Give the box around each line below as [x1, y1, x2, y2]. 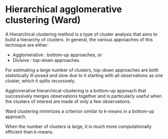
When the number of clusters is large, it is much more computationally [5, 123, 152, 129]
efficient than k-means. [5, 128, 54, 135]
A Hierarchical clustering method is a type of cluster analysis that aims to [5, 31, 158, 37]
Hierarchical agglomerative [5, 4, 122, 15]
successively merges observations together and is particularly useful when [5, 93, 162, 99]
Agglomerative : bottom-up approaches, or [12, 52, 102, 58]
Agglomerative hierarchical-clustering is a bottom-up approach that [5, 87, 146, 93]
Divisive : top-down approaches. [12, 57, 81, 63]
